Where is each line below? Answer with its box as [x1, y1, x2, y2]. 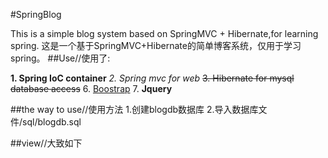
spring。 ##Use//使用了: [10, 52, 111, 64]
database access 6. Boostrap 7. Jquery [10, 83, 173, 94]
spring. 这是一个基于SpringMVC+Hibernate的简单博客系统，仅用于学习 [10, 40, 302, 51]
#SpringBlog [10, 9, 62, 20]
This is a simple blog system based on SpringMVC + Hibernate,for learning [10, 28, 319, 39]
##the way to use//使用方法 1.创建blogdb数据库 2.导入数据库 [10, 104, 259, 115]
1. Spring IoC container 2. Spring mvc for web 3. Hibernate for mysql [10, 72, 295, 84]
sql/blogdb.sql [22, 116, 82, 128]
